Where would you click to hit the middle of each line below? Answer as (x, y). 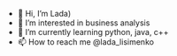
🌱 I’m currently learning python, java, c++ (93, 32)
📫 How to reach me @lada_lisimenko (86, 42)
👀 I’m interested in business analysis (84, 23)
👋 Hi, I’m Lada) (44, 14)
